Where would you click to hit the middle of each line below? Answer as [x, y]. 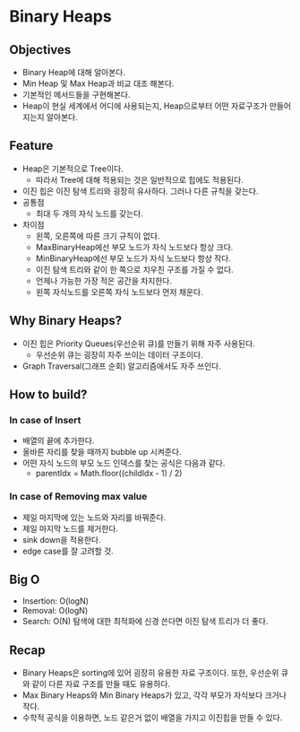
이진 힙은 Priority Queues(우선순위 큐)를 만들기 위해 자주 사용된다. [138, 344]
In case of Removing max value [78, 497]
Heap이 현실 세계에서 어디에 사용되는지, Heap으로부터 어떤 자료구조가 [145, 106]
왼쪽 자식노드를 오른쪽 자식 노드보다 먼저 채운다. [119, 292]
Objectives [40, 50]
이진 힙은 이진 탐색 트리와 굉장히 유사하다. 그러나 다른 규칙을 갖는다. [140, 191]
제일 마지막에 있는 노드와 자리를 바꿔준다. [94, 517]
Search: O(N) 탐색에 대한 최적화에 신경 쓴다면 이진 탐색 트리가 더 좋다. [145, 622]
